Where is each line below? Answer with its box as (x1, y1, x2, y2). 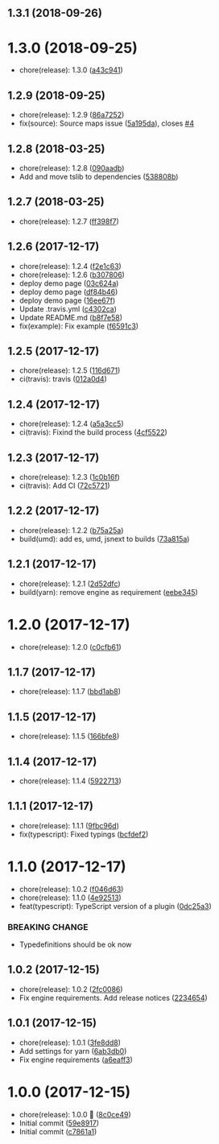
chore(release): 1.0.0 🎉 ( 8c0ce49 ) (19, 1109, 132, 1119)
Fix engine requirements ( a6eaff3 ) (19, 1055, 134, 1064)
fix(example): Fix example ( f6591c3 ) (19, 321, 138, 331)
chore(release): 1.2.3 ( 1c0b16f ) (19, 473, 120, 482)
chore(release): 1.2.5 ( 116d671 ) (19, 366, 121, 375)
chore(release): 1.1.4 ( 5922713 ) (19, 776, 122, 786)
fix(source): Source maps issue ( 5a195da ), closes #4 (19, 118, 195, 128)
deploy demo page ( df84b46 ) (19, 287, 118, 296)
